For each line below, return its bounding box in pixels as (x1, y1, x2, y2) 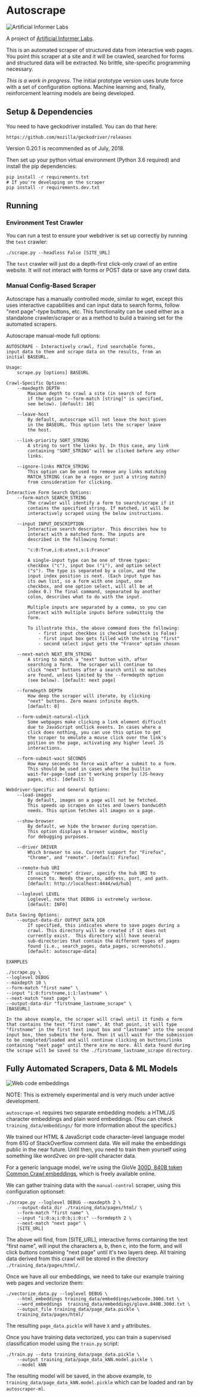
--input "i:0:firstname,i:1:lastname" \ (6, 990, 108, 996)
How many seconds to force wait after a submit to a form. (27, 760, 178, 766)
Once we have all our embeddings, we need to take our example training (6, 1273, 184, 1280)
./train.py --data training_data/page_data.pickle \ (6, 1351, 140, 1357)
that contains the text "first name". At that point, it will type (6, 1021, 178, 1027)
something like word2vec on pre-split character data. (6, 1152, 137, 1159)
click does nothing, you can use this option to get (27, 729, 161, 735)
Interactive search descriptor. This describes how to (27, 526, 167, 532)
